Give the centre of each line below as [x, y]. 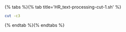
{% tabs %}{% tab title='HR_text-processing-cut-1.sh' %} [63, 7]
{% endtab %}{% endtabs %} [35, 25]
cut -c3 [13, 16]
